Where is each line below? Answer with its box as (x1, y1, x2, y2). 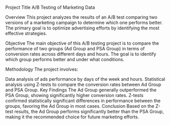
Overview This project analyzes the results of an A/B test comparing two (5, 14, 158, 20)
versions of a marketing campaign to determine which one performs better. (5, 20, 163, 25)
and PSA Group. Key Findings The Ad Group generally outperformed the (5, 87, 157, 93)
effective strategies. (5, 30, 47, 36)
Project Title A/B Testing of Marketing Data (5, 5, 95, 10)
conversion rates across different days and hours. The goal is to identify (5, 51, 156, 57)
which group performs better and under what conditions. (5, 56, 125, 63)
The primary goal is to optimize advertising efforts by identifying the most (5, 25, 160, 31)
